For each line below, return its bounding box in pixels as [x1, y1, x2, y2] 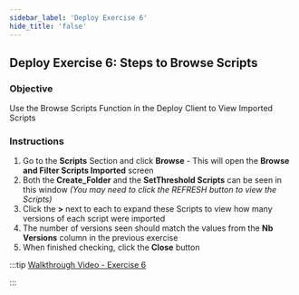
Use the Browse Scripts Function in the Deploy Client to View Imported [9, 103, 274, 114]
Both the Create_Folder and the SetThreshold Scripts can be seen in [22, 175, 283, 186]
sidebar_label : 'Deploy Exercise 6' [9, 13, 148, 23]
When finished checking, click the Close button [22, 242, 200, 253]
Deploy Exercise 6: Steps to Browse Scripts [9, 55, 258, 71]
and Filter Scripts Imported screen [22, 165, 154, 176]
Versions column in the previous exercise [22, 233, 178, 243]
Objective [9, 82, 53, 95]
